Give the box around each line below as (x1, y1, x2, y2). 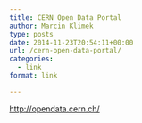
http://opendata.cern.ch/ (9, 103, 100, 114)
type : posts (9, 29, 54, 38)
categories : (9, 54, 54, 63)
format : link (9, 71, 58, 80)
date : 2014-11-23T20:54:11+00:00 (9, 37, 134, 47)
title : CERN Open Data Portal (9, 12, 122, 22)
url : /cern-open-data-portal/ (9, 46, 122, 55)
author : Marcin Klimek (9, 21, 94, 30)
